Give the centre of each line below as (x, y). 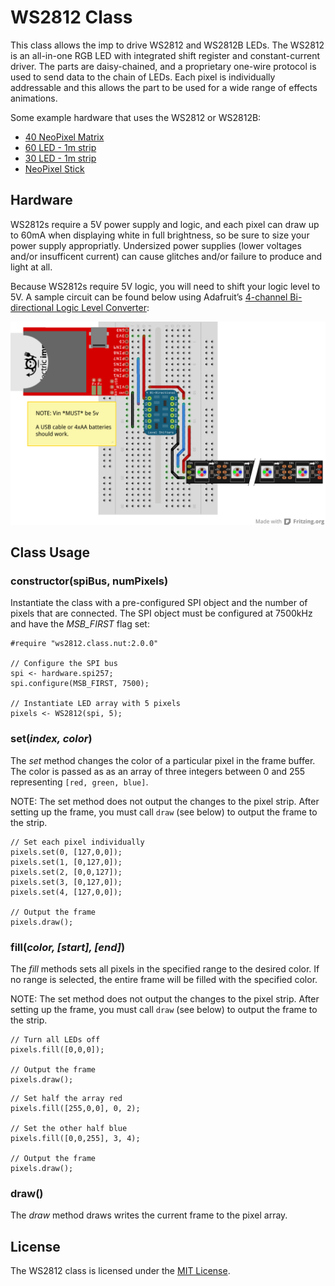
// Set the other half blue (69, 1128)
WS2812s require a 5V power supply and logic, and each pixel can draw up (165, 224)
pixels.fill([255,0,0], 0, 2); (75, 1108)
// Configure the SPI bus (64, 664)
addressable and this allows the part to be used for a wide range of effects (164, 87)
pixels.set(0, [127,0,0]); (66, 852)
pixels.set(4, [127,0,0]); (66, 892)
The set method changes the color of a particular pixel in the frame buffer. (163, 760)
